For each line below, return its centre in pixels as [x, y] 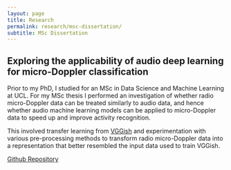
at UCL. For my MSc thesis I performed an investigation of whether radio [111, 96]
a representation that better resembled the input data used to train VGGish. [114, 146]
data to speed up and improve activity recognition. [79, 117]
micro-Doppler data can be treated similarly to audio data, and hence [105, 103]
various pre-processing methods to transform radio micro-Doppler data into [115, 138]
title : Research [30, 20]
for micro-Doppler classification [78, 72]
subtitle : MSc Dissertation [48, 33]
